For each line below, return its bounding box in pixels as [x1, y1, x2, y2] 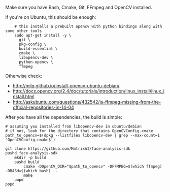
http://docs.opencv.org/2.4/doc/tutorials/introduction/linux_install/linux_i [12, 88, 165, 94]
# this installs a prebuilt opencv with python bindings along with [14, 24, 162, 29]
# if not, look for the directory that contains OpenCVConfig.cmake [5, 129, 153, 134]
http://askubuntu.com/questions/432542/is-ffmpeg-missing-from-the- [12, 99, 161, 105]
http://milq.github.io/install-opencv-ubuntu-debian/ [12, 83, 120, 88]
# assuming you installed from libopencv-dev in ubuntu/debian [5, 124, 142, 129]
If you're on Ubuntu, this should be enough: [5, 14, 96, 20]
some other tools [5, 28, 42, 34]
